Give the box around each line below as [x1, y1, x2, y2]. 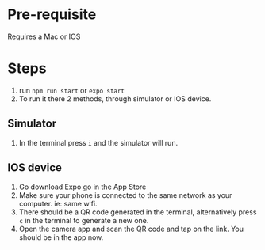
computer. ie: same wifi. [18, 199, 98, 208]
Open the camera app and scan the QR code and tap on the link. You [18, 224, 244, 233]
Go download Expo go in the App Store [18, 182, 147, 191]
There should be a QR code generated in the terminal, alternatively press [18, 207, 257, 217]
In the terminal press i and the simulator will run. [18, 138, 179, 147]
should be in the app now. [18, 232, 104, 242]
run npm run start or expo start [18, 85, 125, 95]
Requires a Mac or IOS [7, 32, 81, 41]
